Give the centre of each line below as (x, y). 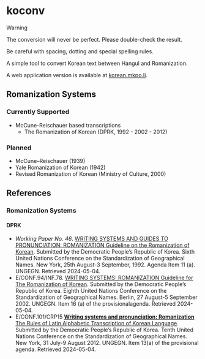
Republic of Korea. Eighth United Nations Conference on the (91, 291)
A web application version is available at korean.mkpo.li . (77, 75)
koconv (26, 11)
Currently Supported (38, 112)
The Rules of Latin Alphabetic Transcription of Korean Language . (97, 323)
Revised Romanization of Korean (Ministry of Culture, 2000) (91, 174)
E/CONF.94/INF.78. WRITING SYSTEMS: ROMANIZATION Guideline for (104, 278)
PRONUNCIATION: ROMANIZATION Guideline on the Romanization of (102, 245)
